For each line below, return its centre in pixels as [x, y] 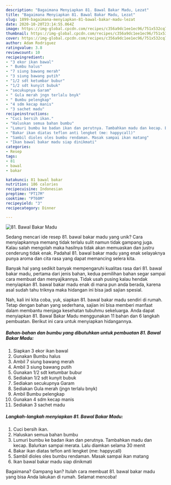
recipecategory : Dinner [31, 208]
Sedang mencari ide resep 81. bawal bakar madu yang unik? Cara [74, 237]
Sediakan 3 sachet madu [39, 405]
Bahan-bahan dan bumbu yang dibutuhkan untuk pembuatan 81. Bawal [83, 333]
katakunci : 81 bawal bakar [34, 180]
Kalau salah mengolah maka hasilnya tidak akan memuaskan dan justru [80, 247]
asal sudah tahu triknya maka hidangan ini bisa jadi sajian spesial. [74, 289]
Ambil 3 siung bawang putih [42, 367]
